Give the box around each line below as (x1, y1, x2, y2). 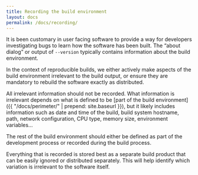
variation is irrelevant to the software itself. (6, 163, 111, 170)
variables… (6, 122, 33, 129)
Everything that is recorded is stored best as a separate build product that (6, 151, 186, 158)
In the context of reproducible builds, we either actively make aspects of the (6, 66, 191, 73)
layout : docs (6, 14, 38, 20)
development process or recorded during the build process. (6, 140, 152, 147)
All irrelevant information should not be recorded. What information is (6, 90, 175, 98)
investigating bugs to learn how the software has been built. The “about (6, 42, 181, 49)
